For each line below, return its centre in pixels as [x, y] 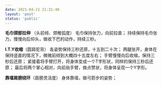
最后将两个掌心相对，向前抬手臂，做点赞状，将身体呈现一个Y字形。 [82, 68]
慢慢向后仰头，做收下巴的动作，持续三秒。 [56, 39]
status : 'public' [23, 18]
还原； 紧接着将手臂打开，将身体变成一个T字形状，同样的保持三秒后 [81, 62]
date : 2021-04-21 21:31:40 [32, 9]
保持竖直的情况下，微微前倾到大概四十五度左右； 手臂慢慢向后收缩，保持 [78, 55]
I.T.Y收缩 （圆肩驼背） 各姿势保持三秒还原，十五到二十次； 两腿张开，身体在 [81, 50]
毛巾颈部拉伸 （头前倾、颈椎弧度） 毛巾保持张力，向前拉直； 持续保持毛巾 [79, 33]
